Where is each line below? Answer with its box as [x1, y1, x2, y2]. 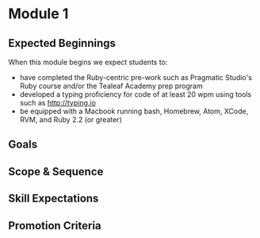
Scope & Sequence [8, 164, 104, 178]
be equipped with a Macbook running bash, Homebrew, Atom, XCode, [19, 106, 249, 116]
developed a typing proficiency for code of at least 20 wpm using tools [19, 90, 252, 99]
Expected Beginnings [8, 36, 117, 50]
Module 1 [8, 5, 69, 23]
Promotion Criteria [8, 219, 101, 232]
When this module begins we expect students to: [8, 57, 168, 67]
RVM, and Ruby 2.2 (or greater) [19, 115, 123, 124]
